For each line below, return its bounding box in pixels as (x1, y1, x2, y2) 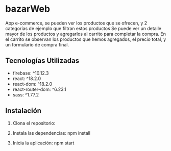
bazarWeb (5, 3, 50, 15)
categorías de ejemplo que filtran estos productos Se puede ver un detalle (5, 25, 162, 31)
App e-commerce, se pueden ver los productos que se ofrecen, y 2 (5, 20, 148, 26)
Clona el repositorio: (12, 120, 56, 126)
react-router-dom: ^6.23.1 (12, 86, 66, 92)
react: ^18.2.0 (12, 75, 41, 82)
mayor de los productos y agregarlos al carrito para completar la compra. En (5, 31, 166, 37)
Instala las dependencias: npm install (12, 130, 91, 136)
